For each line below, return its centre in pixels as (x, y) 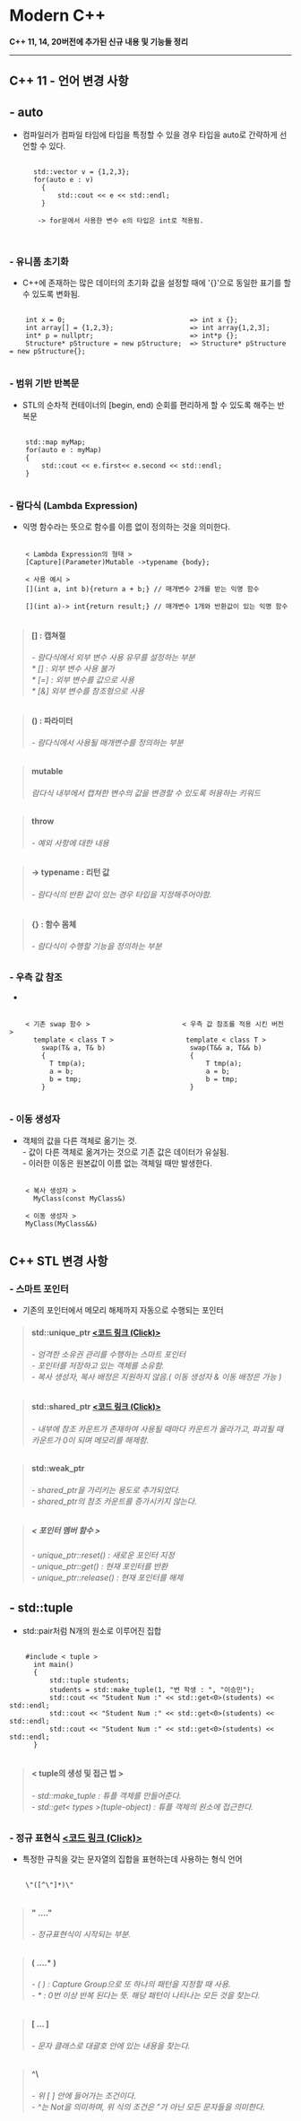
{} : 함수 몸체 (54, 924)
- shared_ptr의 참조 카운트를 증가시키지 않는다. (114, 1501)
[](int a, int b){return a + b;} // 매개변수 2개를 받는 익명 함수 (142, 589)
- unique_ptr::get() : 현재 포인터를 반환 (99, 1566)
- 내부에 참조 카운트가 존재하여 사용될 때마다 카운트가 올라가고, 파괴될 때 (157, 1428)
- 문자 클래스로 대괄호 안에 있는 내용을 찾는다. (111, 2046)
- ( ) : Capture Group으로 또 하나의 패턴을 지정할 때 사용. (131, 1985)
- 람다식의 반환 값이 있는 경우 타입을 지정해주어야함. (121, 895)
